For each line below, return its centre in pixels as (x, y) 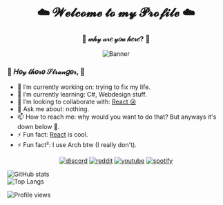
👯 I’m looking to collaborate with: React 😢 (77, 101)
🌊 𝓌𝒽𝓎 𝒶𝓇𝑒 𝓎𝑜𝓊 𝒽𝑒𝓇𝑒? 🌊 (116, 39)
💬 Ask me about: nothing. (53, 109)
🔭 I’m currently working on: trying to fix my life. (84, 87)
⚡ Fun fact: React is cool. (52, 134)
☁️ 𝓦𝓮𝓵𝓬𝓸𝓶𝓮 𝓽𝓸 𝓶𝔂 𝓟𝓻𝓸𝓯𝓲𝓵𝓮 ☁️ (116, 13)
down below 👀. (38, 126)
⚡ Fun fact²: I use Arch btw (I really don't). (77, 144)
